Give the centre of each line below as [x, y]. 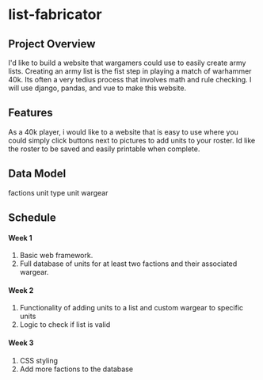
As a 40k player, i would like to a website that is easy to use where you [124, 131]
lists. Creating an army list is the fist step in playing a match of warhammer [130, 71]
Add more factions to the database [76, 369]
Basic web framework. [56, 256]
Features [30, 113]
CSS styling [38, 360]
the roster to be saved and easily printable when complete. [104, 149]
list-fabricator [55, 15]
